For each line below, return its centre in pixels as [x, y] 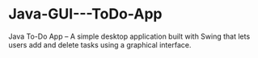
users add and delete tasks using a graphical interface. [100, 44]
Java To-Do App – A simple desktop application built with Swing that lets [129, 36]
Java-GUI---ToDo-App [85, 14]
